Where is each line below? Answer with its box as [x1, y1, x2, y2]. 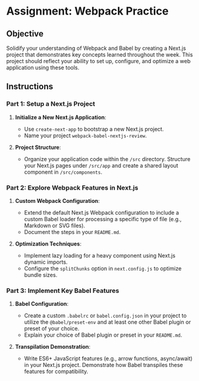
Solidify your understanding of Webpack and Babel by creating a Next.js [6, 44, 186, 52]
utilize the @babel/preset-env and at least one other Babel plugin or [24, 318, 191, 326]
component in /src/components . [24, 168, 103, 176]
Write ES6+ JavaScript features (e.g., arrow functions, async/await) [24, 355, 193, 362]
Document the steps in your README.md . [24, 228, 121, 235]
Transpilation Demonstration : [15, 343, 91, 351]
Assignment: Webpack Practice [6, 4, 169, 18]
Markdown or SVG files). [24, 222, 86, 229]
